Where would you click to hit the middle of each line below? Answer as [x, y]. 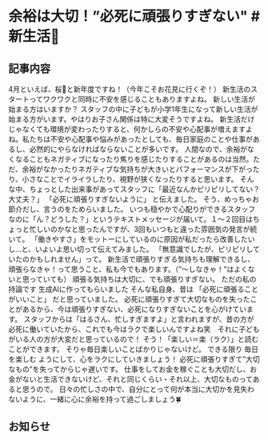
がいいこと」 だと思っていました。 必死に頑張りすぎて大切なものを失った [129, 299]
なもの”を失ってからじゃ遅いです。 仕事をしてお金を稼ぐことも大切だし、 [129, 369]
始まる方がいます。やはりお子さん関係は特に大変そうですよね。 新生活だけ [132, 119]
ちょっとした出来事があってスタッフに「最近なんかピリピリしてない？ [144, 189]
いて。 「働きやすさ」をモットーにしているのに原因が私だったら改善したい [132, 239]
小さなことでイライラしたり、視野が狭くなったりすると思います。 [130, 179]
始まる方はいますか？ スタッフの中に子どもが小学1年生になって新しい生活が [133, 109]
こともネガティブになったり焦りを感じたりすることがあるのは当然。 [141, 159]
